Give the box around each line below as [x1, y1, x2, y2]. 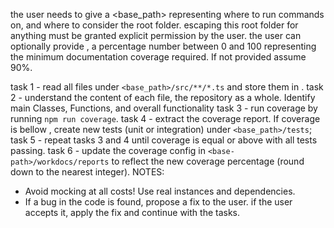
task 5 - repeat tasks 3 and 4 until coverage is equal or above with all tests [10, 134, 318, 146]
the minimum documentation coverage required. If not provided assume [10, 51, 307, 63]
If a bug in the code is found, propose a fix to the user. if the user [24, 196, 293, 208]
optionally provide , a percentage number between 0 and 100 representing [10, 40, 317, 52]
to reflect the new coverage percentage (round [111, 155, 305, 167]
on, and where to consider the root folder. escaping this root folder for [10, 19, 299, 31]
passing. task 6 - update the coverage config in [10, 145, 206, 156]
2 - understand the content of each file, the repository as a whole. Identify [10, 92, 316, 103]
